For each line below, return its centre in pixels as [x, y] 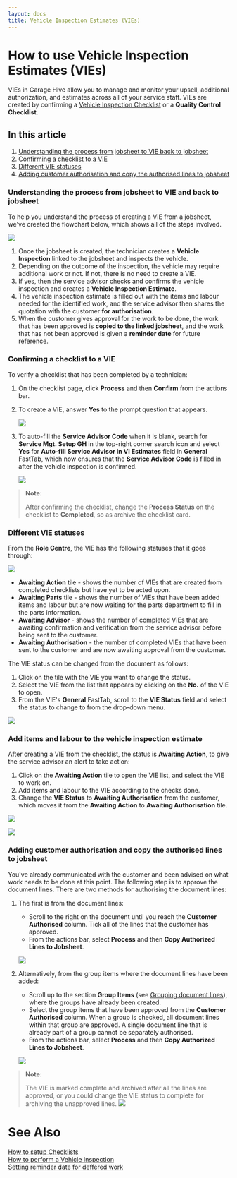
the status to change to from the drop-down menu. [92, 707]
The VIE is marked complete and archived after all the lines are [116, 1088]
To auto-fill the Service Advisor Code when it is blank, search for [113, 436]
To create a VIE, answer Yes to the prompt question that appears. [113, 409]
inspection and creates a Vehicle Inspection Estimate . [97, 288]
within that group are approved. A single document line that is [118, 1025]
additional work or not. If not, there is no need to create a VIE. [107, 273]
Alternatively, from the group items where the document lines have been [123, 973]
